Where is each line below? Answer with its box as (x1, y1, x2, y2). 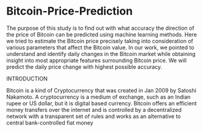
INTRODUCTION (6, 75, 48, 82)
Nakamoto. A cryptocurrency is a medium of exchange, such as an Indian (6, 93, 191, 100)
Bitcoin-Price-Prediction (6, 4, 133, 18)
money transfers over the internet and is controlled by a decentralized (6, 106, 182, 113)
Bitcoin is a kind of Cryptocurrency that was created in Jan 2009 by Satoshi (6, 86, 197, 94)
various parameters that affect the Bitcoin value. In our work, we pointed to (6, 44, 194, 51)
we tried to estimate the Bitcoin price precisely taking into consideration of (6, 37, 193, 44)
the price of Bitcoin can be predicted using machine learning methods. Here (6, 30, 197, 38)
